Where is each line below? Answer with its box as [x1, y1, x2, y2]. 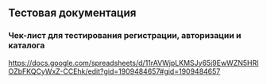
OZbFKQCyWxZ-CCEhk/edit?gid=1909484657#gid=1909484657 [8, 67, 221, 76]
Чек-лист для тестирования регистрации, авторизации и [8, 30, 242, 41]
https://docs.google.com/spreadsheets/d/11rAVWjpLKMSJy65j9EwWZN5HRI [8, 58, 259, 67]
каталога [8, 40, 45, 51]
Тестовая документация [8, 6, 137, 20]
